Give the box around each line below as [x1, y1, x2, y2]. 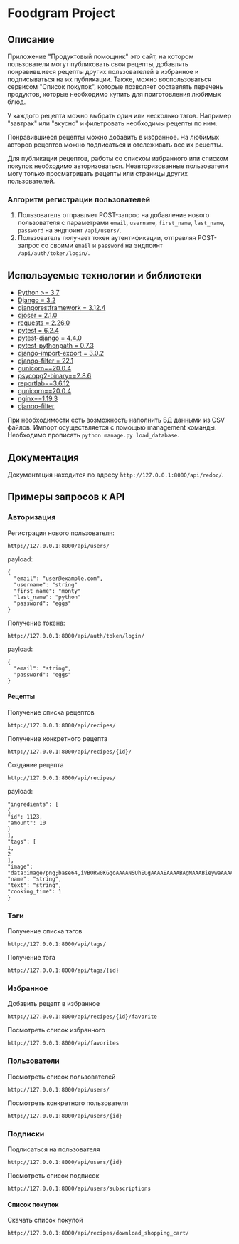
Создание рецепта [7, 760, 64, 769]
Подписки [7, 1129, 45, 1139]
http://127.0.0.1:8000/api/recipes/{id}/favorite [7, 1013, 158, 1020]
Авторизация [7, 512, 56, 522]
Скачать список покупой [7, 1216, 83, 1225]
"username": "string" [14, 581, 78, 589]
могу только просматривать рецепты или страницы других [7, 170, 188, 177]
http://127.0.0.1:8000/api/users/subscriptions [7, 1185, 152, 1192]
